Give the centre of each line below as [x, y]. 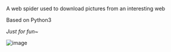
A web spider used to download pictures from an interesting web [86, 9]
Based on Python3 [29, 20]
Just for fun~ [22, 31]
